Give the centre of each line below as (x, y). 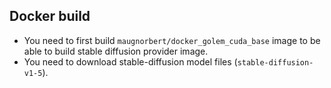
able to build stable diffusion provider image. (116, 51)
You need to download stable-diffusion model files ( (130, 61)
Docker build (50, 16)
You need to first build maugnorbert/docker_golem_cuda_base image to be (172, 40)
